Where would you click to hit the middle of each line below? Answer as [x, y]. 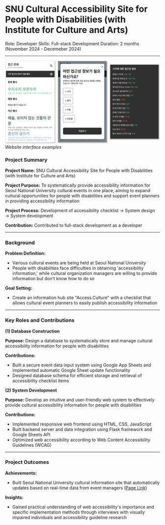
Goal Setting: [19, 288]
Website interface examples [33, 147]
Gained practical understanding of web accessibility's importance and [83, 507]
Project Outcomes [27, 462]
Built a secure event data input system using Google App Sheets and [82, 365]
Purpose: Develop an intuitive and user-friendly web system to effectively [80, 399]
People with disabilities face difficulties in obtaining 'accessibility [78, 268]
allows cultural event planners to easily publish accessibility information [85, 303]
